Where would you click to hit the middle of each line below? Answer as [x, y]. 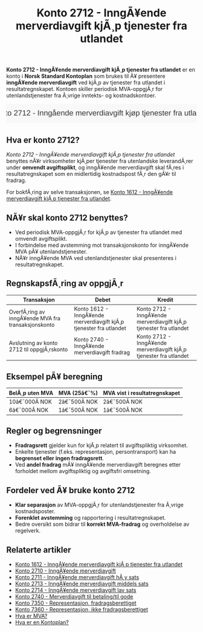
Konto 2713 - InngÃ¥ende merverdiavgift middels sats [82, 584]
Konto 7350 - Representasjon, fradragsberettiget [76, 603]
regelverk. [28, 531]
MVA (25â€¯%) [78, 393]
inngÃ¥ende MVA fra [34, 318]
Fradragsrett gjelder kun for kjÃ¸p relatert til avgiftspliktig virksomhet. [101, 445]
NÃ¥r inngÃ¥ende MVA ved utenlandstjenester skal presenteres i [96, 258]
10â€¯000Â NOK [31, 402]
